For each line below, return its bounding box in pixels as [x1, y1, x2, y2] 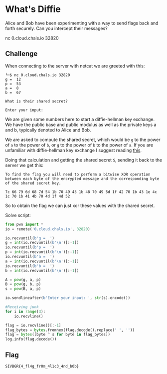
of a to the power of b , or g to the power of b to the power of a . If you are [5, 141, 154, 148]
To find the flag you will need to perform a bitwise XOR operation [5, 171, 151, 177]
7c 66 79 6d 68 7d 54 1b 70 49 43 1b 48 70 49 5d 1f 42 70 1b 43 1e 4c [5, 189, 157, 194]
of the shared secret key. [5, 180, 61, 185]
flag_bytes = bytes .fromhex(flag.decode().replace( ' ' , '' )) [5, 327, 135, 332]
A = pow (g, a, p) [5, 277, 41, 282]
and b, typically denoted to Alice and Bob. [5, 126, 91, 133]
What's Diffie [5, 3, 61, 15]
